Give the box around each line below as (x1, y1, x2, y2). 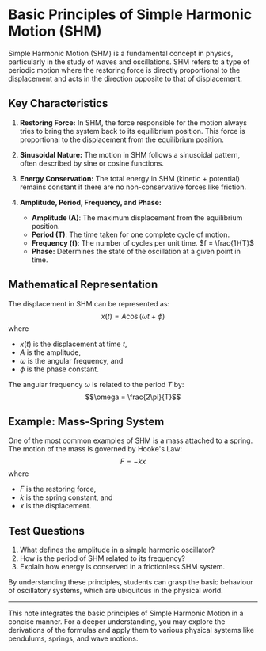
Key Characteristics (8, 97, 108, 110)
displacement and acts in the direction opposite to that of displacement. (8, 74, 243, 83)
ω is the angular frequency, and (19, 356, 123, 365)
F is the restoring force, (19, 485, 97, 494)
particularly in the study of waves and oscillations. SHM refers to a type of (8, 57, 250, 67)
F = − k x (120, 457, 146, 466)
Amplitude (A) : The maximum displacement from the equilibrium (31, 212, 243, 223)
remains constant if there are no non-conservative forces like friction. (19, 182, 247, 192)
